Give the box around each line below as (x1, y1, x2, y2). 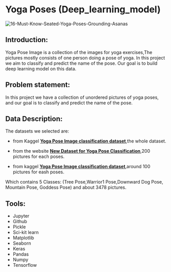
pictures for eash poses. (12, 169, 65, 175)
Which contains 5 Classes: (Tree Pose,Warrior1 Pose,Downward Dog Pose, (5, 179, 163, 185)
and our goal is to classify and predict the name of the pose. (5, 99, 133, 106)
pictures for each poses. (12, 153, 65, 160)
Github (12, 219, 27, 225)
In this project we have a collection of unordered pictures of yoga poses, (5, 94, 159, 100)
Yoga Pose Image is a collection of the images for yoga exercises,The (5, 49, 153, 55)
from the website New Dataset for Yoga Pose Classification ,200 (12, 148, 150, 154)
